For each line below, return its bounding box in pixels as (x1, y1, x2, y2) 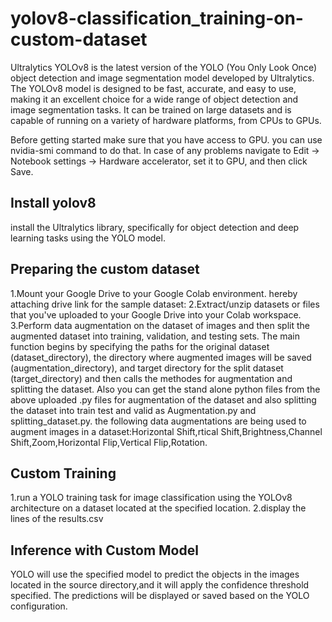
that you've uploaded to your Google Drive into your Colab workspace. (10, 308, 302, 321)
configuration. (10, 600, 68, 612)
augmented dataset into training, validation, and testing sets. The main (10, 330, 301, 342)
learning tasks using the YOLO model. (10, 232, 166, 244)
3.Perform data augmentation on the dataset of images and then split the (10, 319, 310, 331)
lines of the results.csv (10, 513, 104, 525)
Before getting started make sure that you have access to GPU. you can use (10, 133, 323, 146)
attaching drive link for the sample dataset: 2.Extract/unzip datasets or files (10, 298, 320, 310)
